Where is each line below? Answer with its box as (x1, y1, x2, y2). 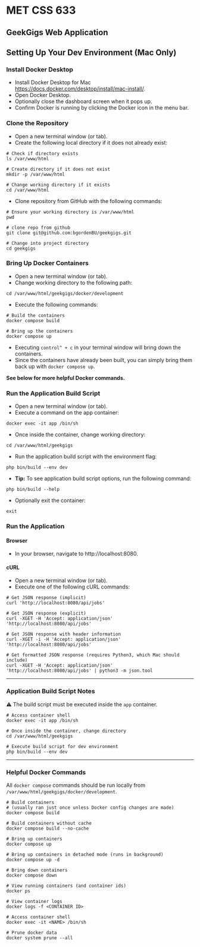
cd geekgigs (6, 245, 36, 251)
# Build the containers (6, 312, 65, 319)
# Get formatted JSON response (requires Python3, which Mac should (6, 652, 180, 658)
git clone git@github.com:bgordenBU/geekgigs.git (6, 230, 132, 236)
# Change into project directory (6, 240, 89, 246)
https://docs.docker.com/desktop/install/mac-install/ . (14, 85, 146, 92)
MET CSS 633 (6, 4, 76, 17)
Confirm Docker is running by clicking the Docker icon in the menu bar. (14, 104, 189, 111)
